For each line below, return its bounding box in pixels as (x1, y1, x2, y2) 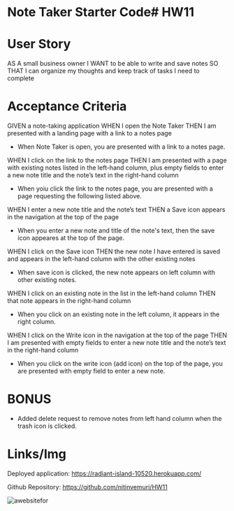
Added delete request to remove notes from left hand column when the (17, 415, 222, 422)
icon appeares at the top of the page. (17, 234, 124, 242)
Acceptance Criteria (7, 98, 127, 114)
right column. (17, 318, 56, 326)
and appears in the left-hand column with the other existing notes (7, 255, 196, 263)
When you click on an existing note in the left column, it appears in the (17, 310, 220, 318)
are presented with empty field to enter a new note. (17, 367, 166, 376)
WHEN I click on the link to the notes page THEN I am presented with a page (7, 156, 227, 165)
